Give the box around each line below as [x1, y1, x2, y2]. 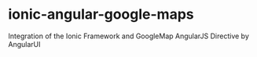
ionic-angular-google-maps [8, 5, 194, 23]
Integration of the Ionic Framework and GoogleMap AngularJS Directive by [8, 31, 250, 41]
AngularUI [8, 39, 41, 48]
